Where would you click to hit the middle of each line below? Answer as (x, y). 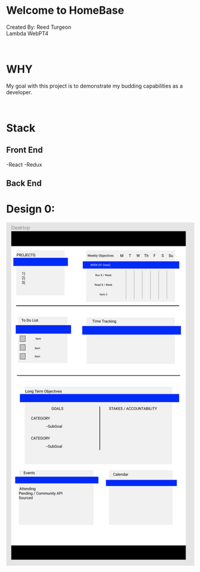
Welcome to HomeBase (65, 10)
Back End (24, 183)
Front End (24, 150)
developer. (19, 92)
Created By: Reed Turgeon (39, 27)
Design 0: (31, 209)
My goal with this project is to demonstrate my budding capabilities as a (95, 86)
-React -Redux (24, 164)
